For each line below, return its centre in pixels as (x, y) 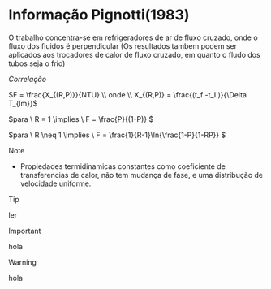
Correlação (28, 79)
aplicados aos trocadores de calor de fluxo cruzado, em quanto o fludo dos (135, 54)
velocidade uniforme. (56, 183)
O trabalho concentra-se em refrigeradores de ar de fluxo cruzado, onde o (133, 37)
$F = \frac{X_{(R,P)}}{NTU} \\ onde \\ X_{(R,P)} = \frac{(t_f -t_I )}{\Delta (128, 94)
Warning (22, 262)
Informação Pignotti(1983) (99, 15)
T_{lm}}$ (23, 103)
